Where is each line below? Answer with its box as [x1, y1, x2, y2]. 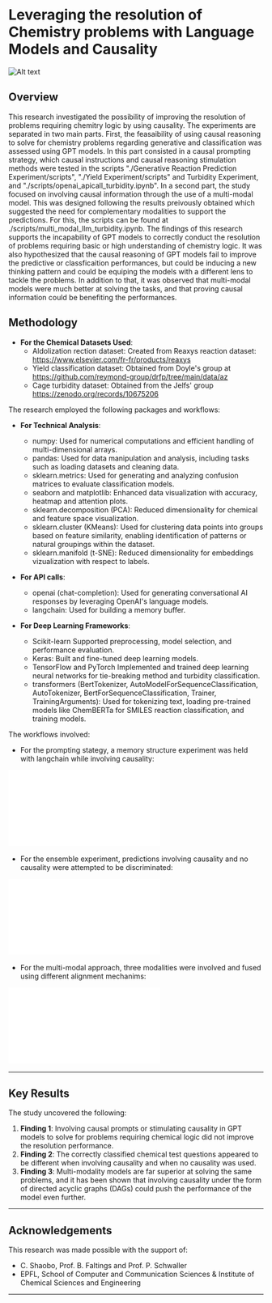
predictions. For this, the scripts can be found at [8, 214, 168, 224]
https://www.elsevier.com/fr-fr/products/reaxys [32, 354, 192, 364]
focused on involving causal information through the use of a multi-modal [8, 189, 253, 199]
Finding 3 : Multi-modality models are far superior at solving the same [19, 1167, 253, 1177]
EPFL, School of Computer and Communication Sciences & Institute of [19, 1269, 255, 1280]
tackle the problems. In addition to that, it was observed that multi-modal [8, 275, 251, 285]
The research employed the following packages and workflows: [8, 405, 221, 414]
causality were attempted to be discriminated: [19, 862, 173, 872]
